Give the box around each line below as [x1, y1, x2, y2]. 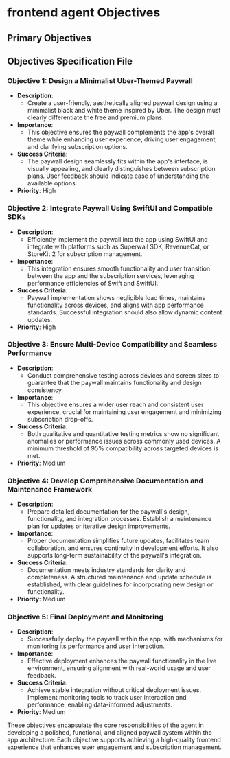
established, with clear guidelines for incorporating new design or [27, 580, 214, 588]
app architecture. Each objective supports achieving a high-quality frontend [7, 736, 222, 744]
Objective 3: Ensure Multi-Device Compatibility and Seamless [7, 340, 218, 349]
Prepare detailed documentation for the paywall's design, [27, 507, 190, 516]
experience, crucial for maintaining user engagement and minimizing [27, 407, 222, 416]
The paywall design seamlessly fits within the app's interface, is [27, 157, 208, 165]
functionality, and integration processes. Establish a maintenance [27, 515, 212, 523]
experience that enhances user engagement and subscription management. [7, 743, 222, 751]
